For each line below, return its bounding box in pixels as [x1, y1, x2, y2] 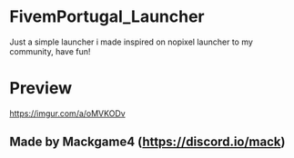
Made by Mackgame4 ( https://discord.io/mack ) [9, 134, 286, 150]
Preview [9, 78, 73, 99]
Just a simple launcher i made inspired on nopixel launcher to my [9, 36, 253, 47]
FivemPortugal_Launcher [9, 6, 205, 27]
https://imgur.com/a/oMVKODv [9, 107, 126, 119]
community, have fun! [9, 45, 91, 56]
